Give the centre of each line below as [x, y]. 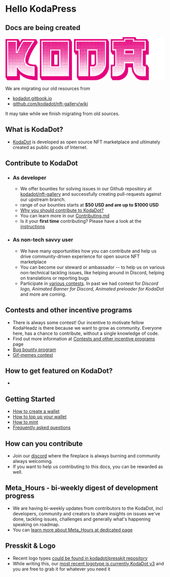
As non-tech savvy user [43, 240]
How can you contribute [44, 443]
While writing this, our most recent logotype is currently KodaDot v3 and [88, 563]
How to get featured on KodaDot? [59, 371]
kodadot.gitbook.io [32, 98]
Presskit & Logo [30, 546]
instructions [32, 226]
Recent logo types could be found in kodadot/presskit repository [80, 558]
